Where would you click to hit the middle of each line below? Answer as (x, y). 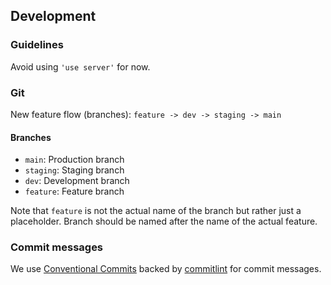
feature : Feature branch (74, 191)
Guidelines (37, 45)
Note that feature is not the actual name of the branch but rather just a (156, 211)
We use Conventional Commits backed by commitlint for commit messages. (166, 269)
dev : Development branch (77, 181)
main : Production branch (74, 160)
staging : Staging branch (74, 170)
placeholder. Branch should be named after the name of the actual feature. (164, 221)
